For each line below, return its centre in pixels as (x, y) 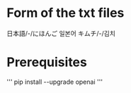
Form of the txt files (65, 13)
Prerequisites (47, 62)
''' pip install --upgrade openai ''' (55, 82)
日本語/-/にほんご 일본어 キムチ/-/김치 (61, 33)
